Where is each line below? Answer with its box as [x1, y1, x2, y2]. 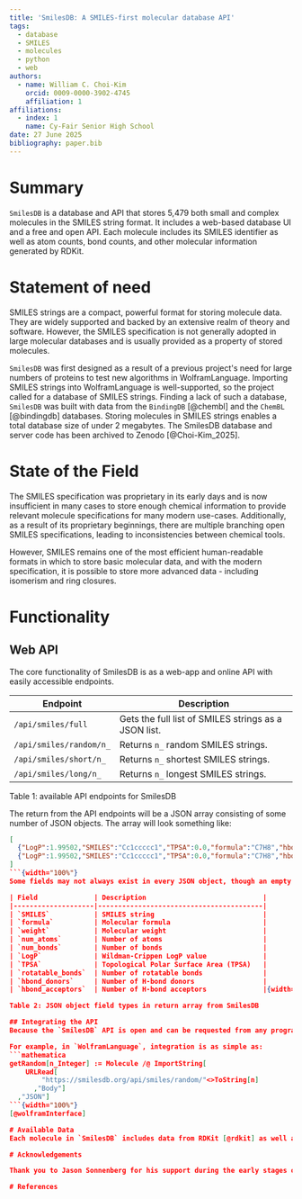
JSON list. [119, 724, 162, 736]
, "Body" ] [32, 1084, 67, 1094]
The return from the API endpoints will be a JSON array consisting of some [9, 807, 287, 819]
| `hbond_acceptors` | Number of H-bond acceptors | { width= [9, 985, 296, 995]
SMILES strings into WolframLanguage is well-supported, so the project [9, 382, 274, 392]
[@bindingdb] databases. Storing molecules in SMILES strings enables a [9, 410, 277, 421]
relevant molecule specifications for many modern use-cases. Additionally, [9, 509, 287, 520]
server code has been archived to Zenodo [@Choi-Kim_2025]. [9, 429, 241, 440]
